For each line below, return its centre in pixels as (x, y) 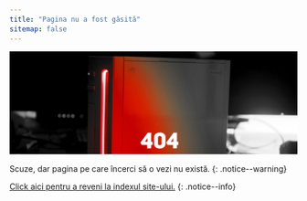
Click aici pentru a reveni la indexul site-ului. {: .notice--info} (123, 186)
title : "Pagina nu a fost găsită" (75, 19)
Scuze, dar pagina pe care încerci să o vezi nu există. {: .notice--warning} (148, 168)
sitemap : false (38, 29)
